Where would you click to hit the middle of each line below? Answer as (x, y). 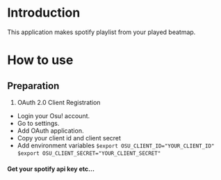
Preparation (33, 86)
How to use (40, 60)
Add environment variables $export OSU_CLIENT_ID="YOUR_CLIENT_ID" (116, 145)
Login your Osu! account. (54, 115)
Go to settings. (38, 123)
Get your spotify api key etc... (51, 169)
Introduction (44, 13)
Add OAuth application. (50, 131)
